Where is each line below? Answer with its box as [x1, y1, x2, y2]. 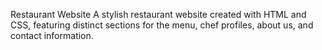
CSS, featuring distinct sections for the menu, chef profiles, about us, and [10, 19, 314, 31]
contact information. [10, 30, 94, 41]
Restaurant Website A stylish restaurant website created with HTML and [10, 9, 307, 20]
